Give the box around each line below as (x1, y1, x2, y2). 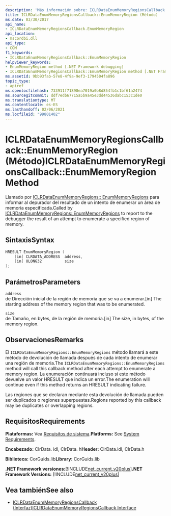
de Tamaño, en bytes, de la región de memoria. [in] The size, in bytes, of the (5, 315, 164, 321)
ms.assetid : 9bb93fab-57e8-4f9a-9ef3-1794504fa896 (5, 74, 115, 79)
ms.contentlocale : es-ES (5, 102, 58, 108)
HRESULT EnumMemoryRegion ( (5, 249, 65, 254)
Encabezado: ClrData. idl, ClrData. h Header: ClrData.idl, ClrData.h (5, 446, 145, 452)
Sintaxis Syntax (5, 236, 54, 245)
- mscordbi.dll (5, 36, 38, 41)
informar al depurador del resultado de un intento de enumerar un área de (5, 199, 160, 205)
